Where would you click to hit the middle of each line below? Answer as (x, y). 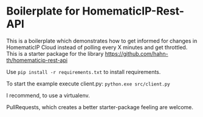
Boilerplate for (43, 11)
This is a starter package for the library (55, 53)
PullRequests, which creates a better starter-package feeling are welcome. (100, 107)
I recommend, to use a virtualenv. (48, 95)
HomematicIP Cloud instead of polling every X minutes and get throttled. (97, 47)
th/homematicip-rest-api (37, 60)
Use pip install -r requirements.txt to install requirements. (84, 72)
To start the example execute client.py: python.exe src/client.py (88, 84)
